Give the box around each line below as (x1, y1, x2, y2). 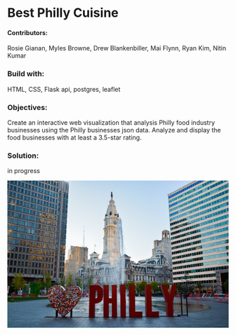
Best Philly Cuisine (7, 5, 119, 21)
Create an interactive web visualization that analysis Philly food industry (7, 118, 216, 127)
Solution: (7, 151, 39, 160)
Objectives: (7, 102, 48, 112)
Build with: (7, 69, 45, 78)
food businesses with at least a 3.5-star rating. (7, 133, 142, 142)
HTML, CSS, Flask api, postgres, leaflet (7, 85, 121, 93)
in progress (7, 167, 41, 175)
